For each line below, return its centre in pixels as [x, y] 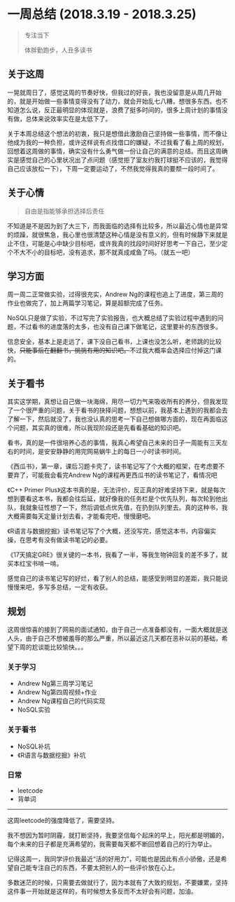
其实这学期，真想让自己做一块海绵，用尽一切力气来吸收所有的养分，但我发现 [117, 402]
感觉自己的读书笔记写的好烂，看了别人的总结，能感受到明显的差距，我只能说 [117, 578]
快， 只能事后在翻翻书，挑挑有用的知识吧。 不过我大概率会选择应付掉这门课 [114, 350]
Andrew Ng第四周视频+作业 [57, 692]
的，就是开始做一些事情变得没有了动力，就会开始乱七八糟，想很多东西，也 [114, 101]
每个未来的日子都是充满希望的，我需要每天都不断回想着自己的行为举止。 [111, 844]
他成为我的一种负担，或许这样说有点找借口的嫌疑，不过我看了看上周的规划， [117, 142]
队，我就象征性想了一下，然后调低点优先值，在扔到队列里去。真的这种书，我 [117, 508]
